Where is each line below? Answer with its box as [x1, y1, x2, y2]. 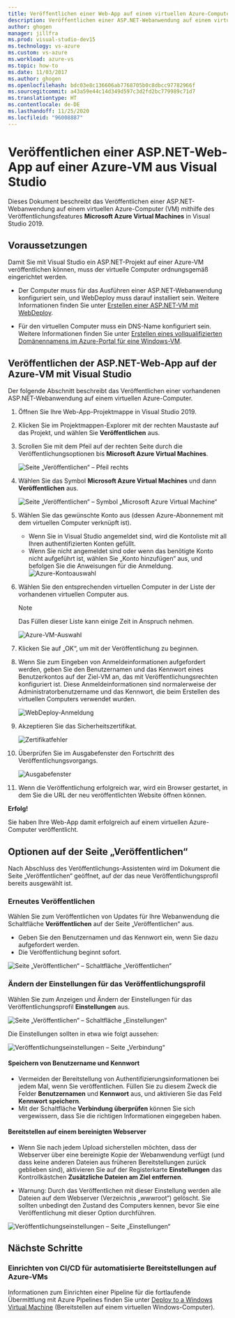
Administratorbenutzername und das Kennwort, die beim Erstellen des [17, 687, 220, 696]
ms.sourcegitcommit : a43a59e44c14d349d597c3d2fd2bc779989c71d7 [8, 88, 196, 95]
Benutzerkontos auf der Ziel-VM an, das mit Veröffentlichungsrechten [17, 673, 218, 681]
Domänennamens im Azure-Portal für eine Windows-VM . [17, 337, 182, 346]
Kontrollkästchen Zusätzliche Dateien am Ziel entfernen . [17, 1173, 183, 1181]
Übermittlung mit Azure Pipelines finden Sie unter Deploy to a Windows [8, 1295, 213, 1303]
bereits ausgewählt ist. [8, 879, 73, 887]
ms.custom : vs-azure [8, 50, 68, 57]
